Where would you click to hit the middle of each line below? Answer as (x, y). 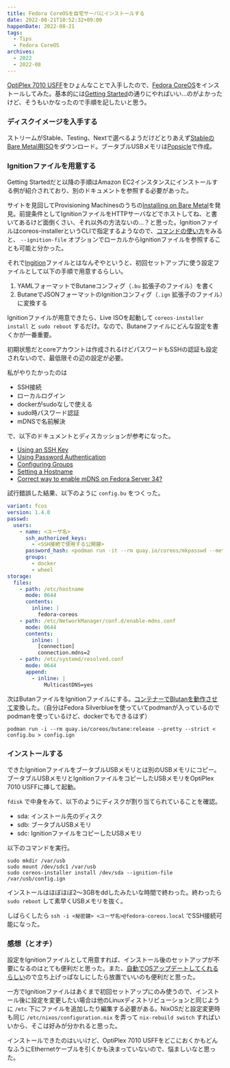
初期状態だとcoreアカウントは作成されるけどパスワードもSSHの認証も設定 (112, 349)
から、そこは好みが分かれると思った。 (67, 1026)
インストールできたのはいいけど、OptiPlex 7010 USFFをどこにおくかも (107, 1041)
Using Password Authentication (61, 457)
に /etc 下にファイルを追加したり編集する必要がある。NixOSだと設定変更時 (114, 1009)
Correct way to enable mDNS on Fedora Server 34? (90, 479)
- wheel (42, 570)
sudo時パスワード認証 (48, 413)
